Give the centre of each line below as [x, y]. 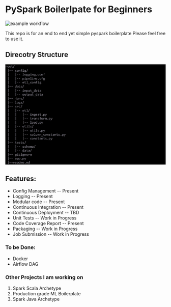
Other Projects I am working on [44, 277]
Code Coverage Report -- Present [48, 224]
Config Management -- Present [46, 191]
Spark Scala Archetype [37, 288]
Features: [21, 178]
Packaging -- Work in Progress [45, 229]
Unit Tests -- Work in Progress [45, 218]
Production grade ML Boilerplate [47, 293]
